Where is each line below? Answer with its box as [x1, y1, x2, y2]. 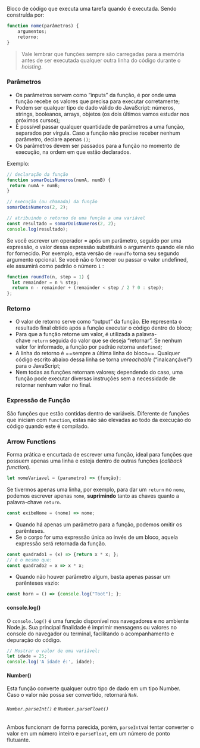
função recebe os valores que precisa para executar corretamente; [15, 98, 180, 105]
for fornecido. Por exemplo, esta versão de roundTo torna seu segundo [7, 250, 180, 257]
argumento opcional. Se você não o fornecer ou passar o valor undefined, [7, 256, 188, 263]
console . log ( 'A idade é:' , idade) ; [7, 659, 95, 665]
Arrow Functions [7, 437, 56, 446]
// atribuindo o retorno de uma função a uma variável [7, 215, 146, 221]
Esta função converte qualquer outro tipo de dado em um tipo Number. [7, 685, 181, 692]
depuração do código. [7, 636, 61, 643]
